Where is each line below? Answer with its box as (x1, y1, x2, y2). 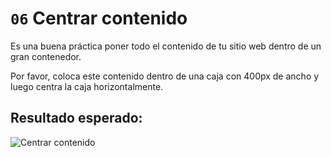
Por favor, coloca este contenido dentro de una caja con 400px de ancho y (10, 70, 320, 82)
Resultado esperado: (10, 110, 143, 127)
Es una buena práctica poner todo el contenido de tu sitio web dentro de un (10, 40, 322, 52)
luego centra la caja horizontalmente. (10, 80, 164, 92)
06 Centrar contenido (10, 7, 188, 30)
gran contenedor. (10, 50, 82, 62)
